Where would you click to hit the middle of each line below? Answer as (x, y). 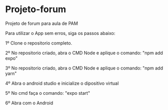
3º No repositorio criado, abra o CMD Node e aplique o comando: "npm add (84, 68)
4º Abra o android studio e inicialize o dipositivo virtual (62, 83)
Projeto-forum (36, 9)
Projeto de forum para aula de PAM (42, 23)
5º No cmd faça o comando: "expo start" (48, 93)
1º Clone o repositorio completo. (39, 43)
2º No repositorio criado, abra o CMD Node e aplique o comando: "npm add (84, 53)
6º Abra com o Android (29, 103)
